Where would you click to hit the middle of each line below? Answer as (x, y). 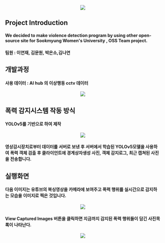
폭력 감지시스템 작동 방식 (40, 110)
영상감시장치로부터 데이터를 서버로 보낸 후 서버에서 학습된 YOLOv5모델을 (75, 147)
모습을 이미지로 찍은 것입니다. (38, 196)
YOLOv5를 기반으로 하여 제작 (33, 124)
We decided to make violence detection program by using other (71, 35)
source (13, 40)
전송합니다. (21, 159)
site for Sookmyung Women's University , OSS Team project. (84, 40)
